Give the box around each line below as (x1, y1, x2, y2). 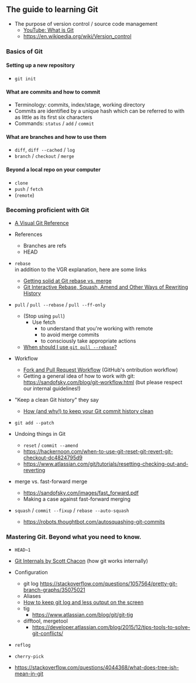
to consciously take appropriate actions (40, 337, 136, 344)
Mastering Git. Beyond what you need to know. (6, 532, 142, 541)
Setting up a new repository (6, 62, 75, 69)
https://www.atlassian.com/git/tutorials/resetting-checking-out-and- (23, 460, 188, 467)
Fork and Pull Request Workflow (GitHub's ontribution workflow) (23, 366, 178, 373)
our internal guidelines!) (23, 385, 81, 392)
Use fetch (32, 319, 56, 326)
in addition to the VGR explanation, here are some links (14, 266, 147, 273)
